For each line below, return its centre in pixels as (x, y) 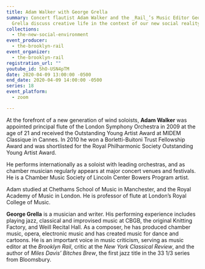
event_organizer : (28, 52)
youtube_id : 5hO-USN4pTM (38, 69)
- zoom (20, 97)
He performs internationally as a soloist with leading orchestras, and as (96, 164)
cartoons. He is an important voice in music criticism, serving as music (95, 240)
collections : (23, 29)
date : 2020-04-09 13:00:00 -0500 (49, 75)
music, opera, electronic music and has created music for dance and (92, 234)
